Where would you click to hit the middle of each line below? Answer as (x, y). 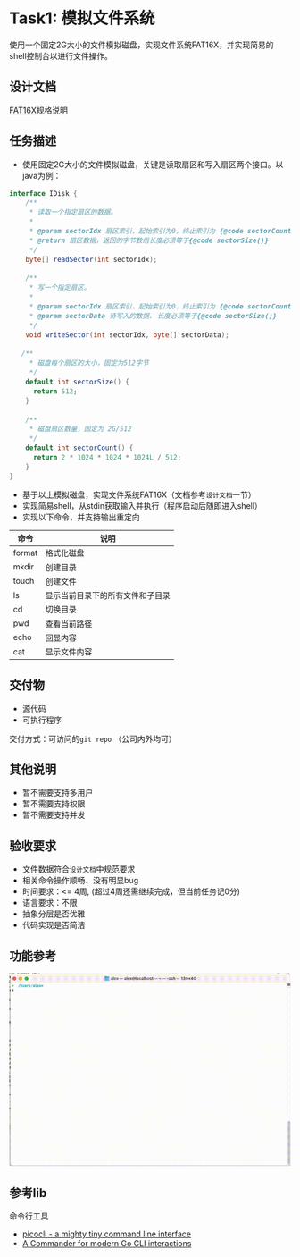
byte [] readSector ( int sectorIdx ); (92, 259)
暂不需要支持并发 (54, 815)
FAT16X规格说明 (39, 110)
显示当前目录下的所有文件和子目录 (108, 595)
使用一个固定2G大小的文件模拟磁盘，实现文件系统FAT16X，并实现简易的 (142, 45)
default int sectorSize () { (77, 382)
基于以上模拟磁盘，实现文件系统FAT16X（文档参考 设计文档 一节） (139, 494)
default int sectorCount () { (79, 448)
